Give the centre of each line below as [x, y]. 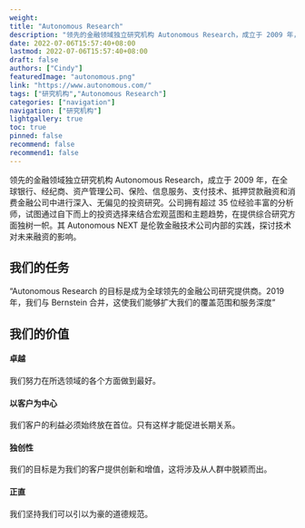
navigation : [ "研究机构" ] [56, 111]
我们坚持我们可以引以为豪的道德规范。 [81, 513]
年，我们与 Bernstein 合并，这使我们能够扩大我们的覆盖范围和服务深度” [143, 303]
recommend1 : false [44, 152]
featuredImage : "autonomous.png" [73, 77]
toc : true [28, 128]
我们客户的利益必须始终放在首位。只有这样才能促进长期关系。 [125, 425]
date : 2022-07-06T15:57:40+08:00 [73, 43]
